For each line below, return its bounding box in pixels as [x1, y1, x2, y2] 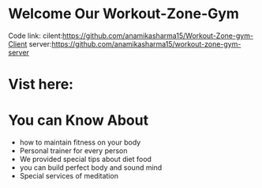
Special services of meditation [19, 171, 118, 181]
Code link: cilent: [8, 31, 63, 40]
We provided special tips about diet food [19, 155, 152, 164]
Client [8, 39, 28, 48]
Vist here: [8, 76, 73, 93]
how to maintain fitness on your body [19, 137, 141, 147]
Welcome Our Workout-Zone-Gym [8, 5, 239, 23]
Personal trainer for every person [19, 146, 128, 156]
